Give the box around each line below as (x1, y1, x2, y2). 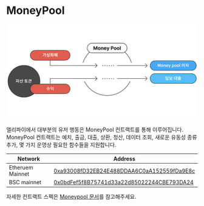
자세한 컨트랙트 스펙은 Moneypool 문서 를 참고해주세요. (6, 193, 137, 200)
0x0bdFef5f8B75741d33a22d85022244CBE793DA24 (53, 179, 194, 186)
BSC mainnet (8, 179, 41, 186)
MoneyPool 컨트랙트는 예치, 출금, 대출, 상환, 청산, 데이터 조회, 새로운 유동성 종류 (6, 134, 197, 141)
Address (113, 155, 135, 162)
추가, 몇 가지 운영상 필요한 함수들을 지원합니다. (6, 141, 117, 148)
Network (17, 155, 41, 162)
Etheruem (8, 164, 33, 171)
